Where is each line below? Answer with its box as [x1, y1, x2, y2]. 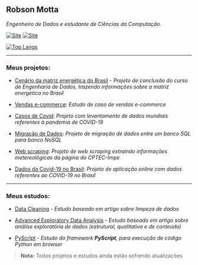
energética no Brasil [14, 90, 64, 97]
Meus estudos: [6, 192, 50, 200]
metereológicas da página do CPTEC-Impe [14, 154, 120, 161]
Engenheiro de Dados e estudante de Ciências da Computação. [6, 20, 162, 27]
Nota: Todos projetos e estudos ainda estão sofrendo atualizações [20, 252, 183, 259]
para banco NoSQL [14, 136, 62, 143]
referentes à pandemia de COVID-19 [14, 119, 104, 126]
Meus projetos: [6, 63, 51, 71]
